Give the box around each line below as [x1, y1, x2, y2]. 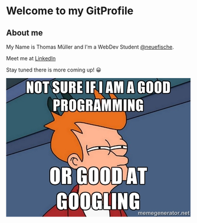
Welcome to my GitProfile [6, 4, 134, 18]
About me [6, 28, 43, 38]
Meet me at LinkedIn [6, 55, 56, 62]
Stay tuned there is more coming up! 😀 [6, 66, 101, 73]
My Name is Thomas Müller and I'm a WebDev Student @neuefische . [6, 43, 174, 50]
